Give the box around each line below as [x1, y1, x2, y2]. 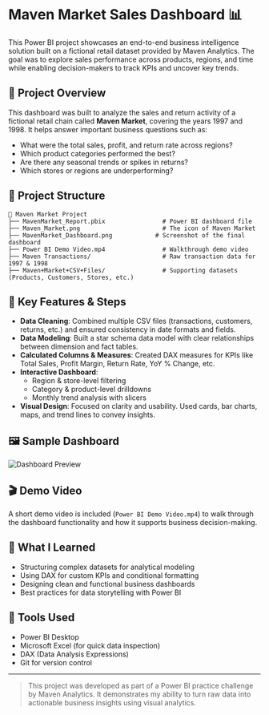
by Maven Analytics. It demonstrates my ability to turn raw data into [27, 689, 251, 699]
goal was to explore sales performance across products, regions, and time [8, 55, 254, 64]
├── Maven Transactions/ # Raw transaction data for [8, 252, 256, 261]
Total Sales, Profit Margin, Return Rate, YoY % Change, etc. [19, 359, 215, 369]
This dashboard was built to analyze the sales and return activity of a [8, 107, 236, 117]
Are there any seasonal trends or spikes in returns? [19, 157, 189, 167]
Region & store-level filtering [31, 376, 126, 386]
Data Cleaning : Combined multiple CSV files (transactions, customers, [19, 317, 253, 326]
